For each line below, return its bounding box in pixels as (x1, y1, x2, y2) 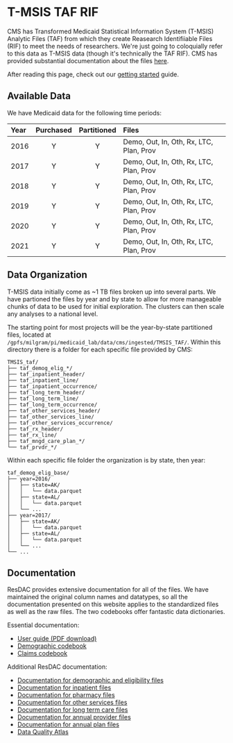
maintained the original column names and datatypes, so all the (7, 593, 189, 601)
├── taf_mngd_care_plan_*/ (7, 437, 85, 444)
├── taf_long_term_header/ (7, 389, 85, 396)
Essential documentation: (7, 621, 80, 629)
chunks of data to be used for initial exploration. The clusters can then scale (7, 302, 225, 310)
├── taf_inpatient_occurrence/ (7, 383, 98, 390)
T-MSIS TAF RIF (7, 4, 99, 20)
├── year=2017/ (7, 512, 51, 519)
